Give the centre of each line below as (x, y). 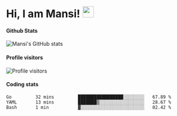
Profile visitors (25, 57)
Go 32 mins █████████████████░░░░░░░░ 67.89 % (88, 97)
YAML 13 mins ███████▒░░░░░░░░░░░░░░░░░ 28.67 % (88, 102)
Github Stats (22, 30)
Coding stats (22, 84)
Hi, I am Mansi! (43, 14)
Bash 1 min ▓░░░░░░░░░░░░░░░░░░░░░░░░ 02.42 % (88, 107)
